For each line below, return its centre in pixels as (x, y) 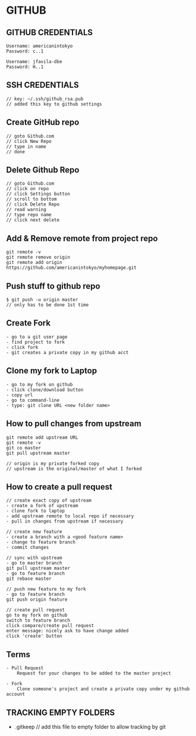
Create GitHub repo (43, 122)
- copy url (20, 395)
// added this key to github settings (54, 104)
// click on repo (28, 189)
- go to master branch (34, 563)
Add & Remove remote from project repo (82, 238)
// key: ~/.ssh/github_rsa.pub (45, 99)
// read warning (26, 210)
